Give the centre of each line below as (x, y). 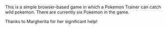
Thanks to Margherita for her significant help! (51, 22)
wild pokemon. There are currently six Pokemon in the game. (67, 12)
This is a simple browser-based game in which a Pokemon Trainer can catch (83, 7)
